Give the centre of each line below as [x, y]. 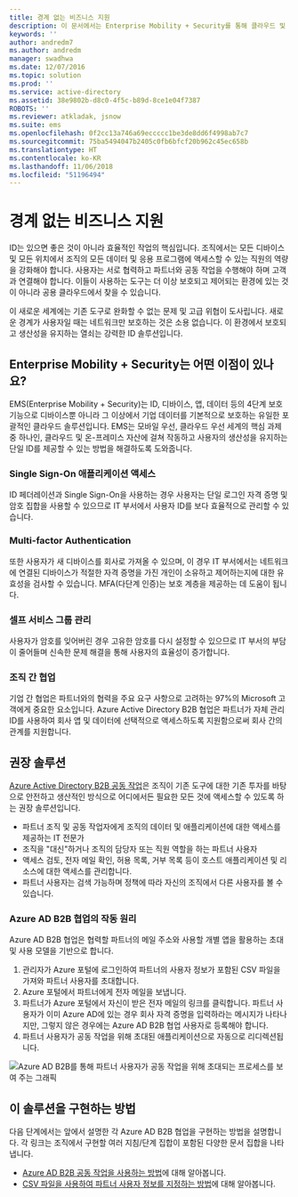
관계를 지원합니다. [40, 732]
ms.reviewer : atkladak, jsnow [65, 117]
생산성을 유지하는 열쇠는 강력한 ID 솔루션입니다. [101, 334]
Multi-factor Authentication [70, 541]
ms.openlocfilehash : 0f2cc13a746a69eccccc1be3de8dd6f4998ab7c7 [129, 133]
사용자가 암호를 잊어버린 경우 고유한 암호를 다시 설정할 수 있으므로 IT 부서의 [140, 641]
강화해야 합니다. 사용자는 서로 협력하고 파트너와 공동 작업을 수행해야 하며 [144, 270]
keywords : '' [33, 34]
